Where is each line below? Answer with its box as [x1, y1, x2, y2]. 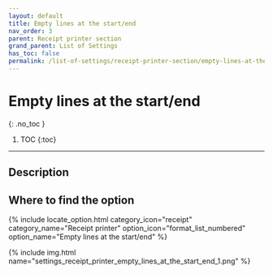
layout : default [8, 11, 63, 20]
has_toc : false [8, 49, 60, 58]
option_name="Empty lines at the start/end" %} [8, 232, 168, 242]
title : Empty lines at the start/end [8, 19, 136, 28]
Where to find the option [8, 193, 135, 207]
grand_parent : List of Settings [8, 42, 118, 50]
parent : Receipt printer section [8, 34, 122, 43]
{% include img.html [8, 248, 76, 258]
